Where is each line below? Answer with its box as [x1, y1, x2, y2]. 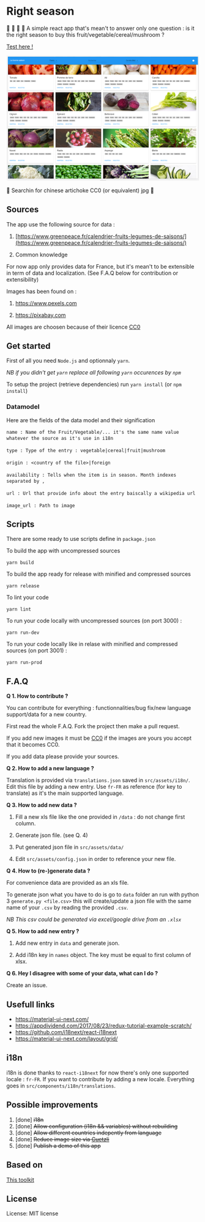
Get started [6, 341, 51, 351]
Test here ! [6, 43, 34, 50]
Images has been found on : [6, 288, 77, 295]
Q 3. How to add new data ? [6, 802, 78, 809]
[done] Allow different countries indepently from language [15, 1129, 162, 1136]
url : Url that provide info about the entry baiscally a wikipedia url [6, 490, 196, 496]
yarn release [6, 583, 40, 589]
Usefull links [6, 999, 55, 1010]
